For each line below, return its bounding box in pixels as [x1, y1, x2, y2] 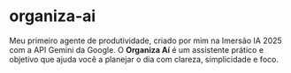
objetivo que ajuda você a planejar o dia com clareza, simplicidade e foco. [9, 54, 279, 64]
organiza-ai [9, 6, 96, 26]
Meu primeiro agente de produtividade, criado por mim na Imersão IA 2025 [9, 35, 283, 46]
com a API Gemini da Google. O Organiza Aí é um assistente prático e [9, 44, 264, 55]
